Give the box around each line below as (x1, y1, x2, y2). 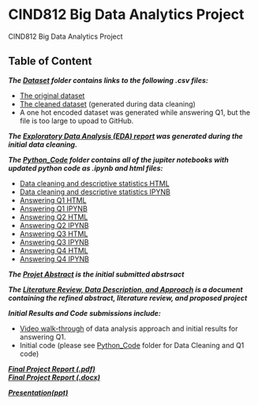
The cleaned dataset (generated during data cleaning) (19, 99, 196, 108)
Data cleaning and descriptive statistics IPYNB (19, 187, 171, 197)
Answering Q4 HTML (19, 246, 88, 255)
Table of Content (8, 54, 92, 68)
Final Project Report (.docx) (8, 373, 101, 382)
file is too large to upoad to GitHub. (19, 116, 134, 126)
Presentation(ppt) (8, 388, 69, 397)
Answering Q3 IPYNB (19, 237, 89, 246)
